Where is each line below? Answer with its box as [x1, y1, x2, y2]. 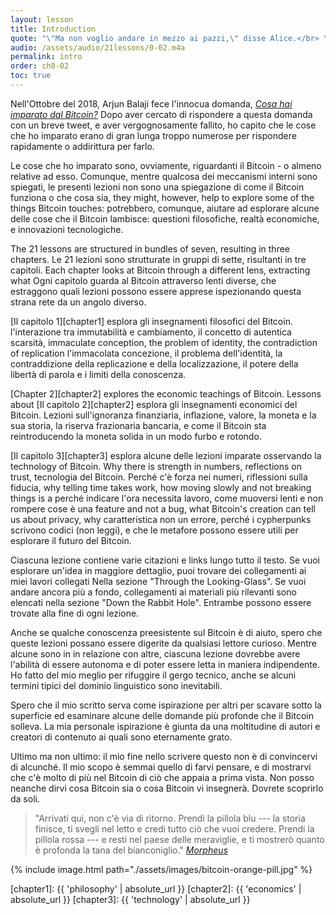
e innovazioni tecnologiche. [10, 223, 124, 235]
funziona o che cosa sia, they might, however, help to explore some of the [10, 191, 315, 203]
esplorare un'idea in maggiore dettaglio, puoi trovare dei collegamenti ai [10, 564, 307, 576]
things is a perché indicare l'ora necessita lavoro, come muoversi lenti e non [10, 492, 324, 504]
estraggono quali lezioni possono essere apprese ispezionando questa [10, 285, 302, 297]
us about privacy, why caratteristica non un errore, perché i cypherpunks [10, 513, 312, 525]
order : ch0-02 [10, 61, 70, 71]
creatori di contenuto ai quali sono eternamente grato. [10, 731, 233, 743]
